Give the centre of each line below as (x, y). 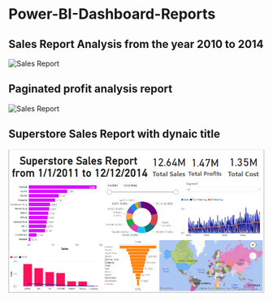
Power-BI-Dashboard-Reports (112, 14)
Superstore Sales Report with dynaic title (115, 134)
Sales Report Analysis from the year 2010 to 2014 (136, 44)
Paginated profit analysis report (91, 89)
